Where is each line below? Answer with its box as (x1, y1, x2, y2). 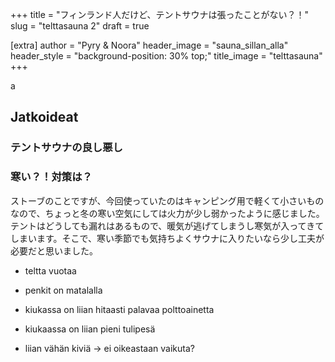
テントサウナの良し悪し (10, 141, 123, 155)
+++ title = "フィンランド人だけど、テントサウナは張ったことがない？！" (10, 9, 310, 20)
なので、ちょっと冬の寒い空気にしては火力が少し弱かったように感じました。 (10, 207, 325, 219)
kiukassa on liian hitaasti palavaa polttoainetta (24, 303, 215, 315)
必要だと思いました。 (10, 244, 98, 257)
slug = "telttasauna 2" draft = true (10, 20, 150, 32)
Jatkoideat (10, 109, 79, 126)
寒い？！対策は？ (10, 170, 93, 184)
